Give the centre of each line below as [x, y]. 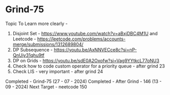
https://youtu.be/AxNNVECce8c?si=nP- [95, 50]
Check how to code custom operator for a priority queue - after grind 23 [89, 66]
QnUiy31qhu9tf [29, 55]
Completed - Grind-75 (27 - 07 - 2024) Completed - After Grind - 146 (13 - [83, 81]
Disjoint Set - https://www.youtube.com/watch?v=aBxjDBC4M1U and [85, 33]
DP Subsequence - [32, 50]
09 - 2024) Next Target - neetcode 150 [46, 87]
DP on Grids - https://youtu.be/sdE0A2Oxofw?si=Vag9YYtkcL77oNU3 [86, 60]
